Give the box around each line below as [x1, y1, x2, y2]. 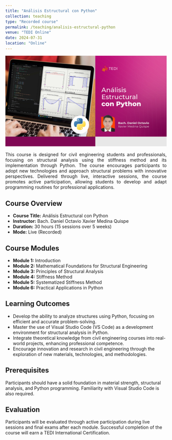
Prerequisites [5, 366, 49, 375]
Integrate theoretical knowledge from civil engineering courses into [12, 334, 155, 341]
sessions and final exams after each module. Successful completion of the [5, 424, 162, 430]
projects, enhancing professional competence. [26, 340, 124, 346]
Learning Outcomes [5, 300, 70, 308]
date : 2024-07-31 [5, 35, 42, 40]
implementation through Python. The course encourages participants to [5, 162, 167, 169]
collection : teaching [5, 13, 52, 19]
